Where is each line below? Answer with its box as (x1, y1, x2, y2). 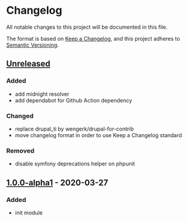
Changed (6, 111, 34, 120)
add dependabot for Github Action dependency (14, 96, 132, 104)
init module (14, 209, 43, 216)
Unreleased (6, 59, 51, 69)
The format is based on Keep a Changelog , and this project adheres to (6, 35, 180, 42)
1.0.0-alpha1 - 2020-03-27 (6, 177, 108, 187)
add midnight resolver (14, 90, 70, 98)
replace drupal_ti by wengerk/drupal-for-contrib (14, 125, 134, 132)
